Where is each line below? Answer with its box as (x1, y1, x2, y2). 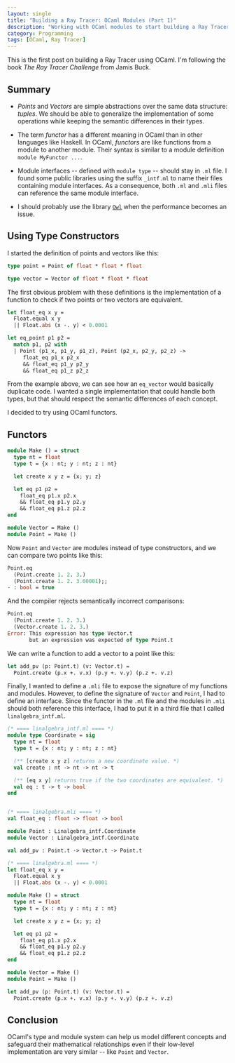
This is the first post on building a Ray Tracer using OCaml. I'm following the (7, 55, 226, 64)
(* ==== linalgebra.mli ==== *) (7, 808, 101, 816)
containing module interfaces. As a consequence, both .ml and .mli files (17, 181, 227, 189)
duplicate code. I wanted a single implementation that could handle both (7, 387, 215, 396)
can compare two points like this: (7, 551, 103, 559)
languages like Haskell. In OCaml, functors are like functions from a (17, 138, 211, 146)
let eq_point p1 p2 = (7, 335, 71, 342)
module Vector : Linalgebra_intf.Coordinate (7, 834, 139, 841)
